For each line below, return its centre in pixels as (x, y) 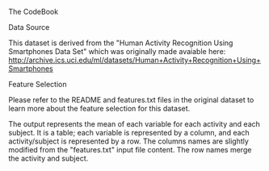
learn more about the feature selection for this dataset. (99, 108)
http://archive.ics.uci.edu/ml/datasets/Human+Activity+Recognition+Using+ (134, 60)
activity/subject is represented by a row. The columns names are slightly (128, 141)
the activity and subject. (48, 158)
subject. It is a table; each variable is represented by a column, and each (129, 133)
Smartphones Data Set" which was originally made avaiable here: (117, 51)
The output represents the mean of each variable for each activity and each (134, 124)
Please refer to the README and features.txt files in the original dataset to (131, 100)
